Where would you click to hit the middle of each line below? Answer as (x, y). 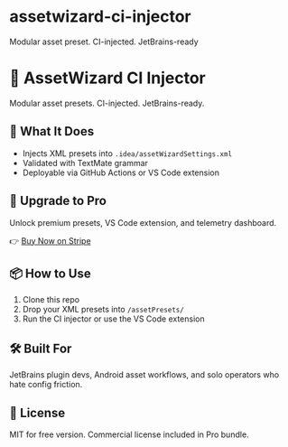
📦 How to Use (51, 273)
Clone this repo (51, 300)
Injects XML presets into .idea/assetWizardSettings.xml (127, 153)
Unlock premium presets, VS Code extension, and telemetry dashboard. (143, 222)
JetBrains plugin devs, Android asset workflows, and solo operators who (144, 375)
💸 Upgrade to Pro (58, 201)
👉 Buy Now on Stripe (51, 240)
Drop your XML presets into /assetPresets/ (103, 310)
